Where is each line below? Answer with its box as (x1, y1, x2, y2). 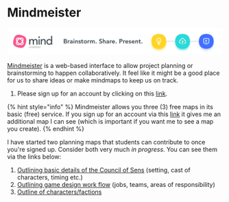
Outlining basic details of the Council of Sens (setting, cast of (16, 166, 191, 174)
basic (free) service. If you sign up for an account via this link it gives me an (7, 110, 221, 118)
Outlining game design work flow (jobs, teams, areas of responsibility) (16, 180, 216, 188)
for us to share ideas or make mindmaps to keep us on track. (7, 76, 179, 84)
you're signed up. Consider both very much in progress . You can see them (7, 145, 218, 153)
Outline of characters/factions (16, 188, 102, 196)
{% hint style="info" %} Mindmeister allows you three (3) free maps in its (7, 102, 214, 111)
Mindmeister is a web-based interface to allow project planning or (7, 61, 193, 69)
